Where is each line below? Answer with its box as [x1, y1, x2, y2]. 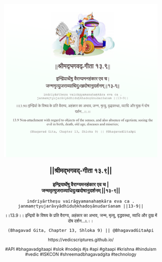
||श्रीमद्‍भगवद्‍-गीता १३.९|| [49, 167, 112, 175]
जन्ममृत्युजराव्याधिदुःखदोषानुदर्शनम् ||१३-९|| [41, 187, 120, 194]
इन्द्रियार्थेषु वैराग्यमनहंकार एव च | [52, 181, 109, 188]
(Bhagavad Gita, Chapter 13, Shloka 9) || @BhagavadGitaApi [7, 227, 154, 233]
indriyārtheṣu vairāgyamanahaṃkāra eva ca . [26, 198, 135, 204]
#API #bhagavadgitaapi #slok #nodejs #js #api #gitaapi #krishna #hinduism [5, 246, 157, 252]
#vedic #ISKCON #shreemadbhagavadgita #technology [25, 251, 137, 257]
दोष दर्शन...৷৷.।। [68, 218, 94, 224]
